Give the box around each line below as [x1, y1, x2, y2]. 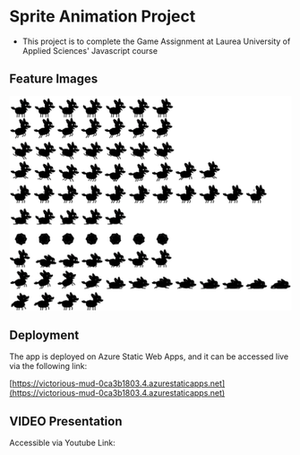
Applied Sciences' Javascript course [21, 45, 159, 56]
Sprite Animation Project [9, 6, 196, 27]
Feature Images [9, 72, 99, 87]
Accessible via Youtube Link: [9, 437, 116, 449]
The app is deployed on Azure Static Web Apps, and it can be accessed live [9, 351, 289, 362]
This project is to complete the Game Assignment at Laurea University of [21, 36, 291, 47]
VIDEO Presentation [9, 414, 123, 429]
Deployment [9, 328, 80, 343]
